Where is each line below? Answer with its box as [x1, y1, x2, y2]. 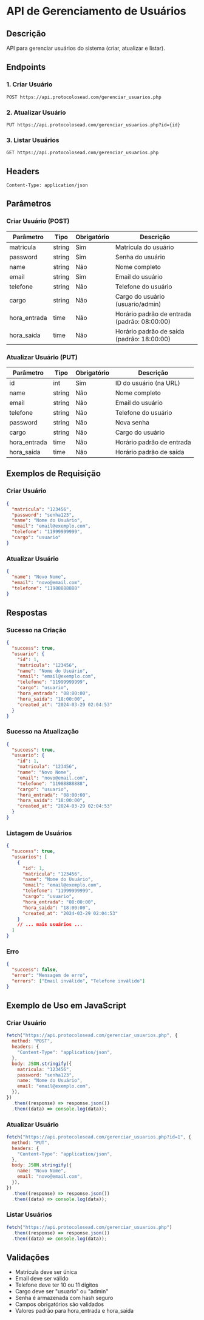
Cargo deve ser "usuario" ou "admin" [15, 1288, 109, 1295]
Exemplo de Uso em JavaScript [6, 1001, 126, 1011]
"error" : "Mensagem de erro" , [12, 973, 88, 979]
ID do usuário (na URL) [115, 379, 180, 387]
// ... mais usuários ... [17, 922, 83, 928]
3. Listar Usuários [6, 135, 59, 144]
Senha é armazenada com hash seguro [15, 1294, 114, 1302]
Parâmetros [6, 199, 52, 209]
